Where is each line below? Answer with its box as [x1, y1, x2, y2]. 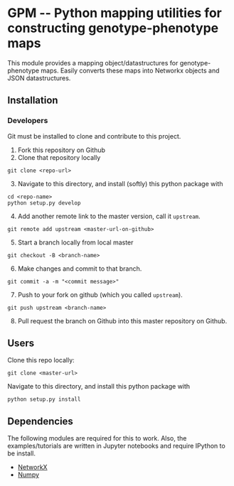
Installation [7, 94, 58, 107]
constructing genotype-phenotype [7, 20, 219, 36]
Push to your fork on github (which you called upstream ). [17, 290, 183, 299]
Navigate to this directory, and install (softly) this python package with [17, 179, 223, 188]
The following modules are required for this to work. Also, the [7, 434, 187, 443]
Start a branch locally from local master [17, 238, 134, 247]
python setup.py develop [7, 199, 81, 207]
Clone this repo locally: [7, 356, 75, 364]
